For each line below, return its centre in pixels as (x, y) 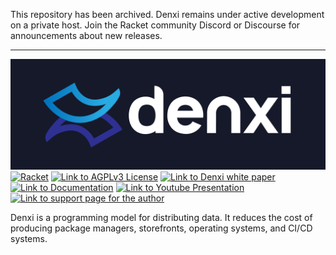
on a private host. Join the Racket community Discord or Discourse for (155, 25)
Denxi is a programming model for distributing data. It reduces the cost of (161, 218)
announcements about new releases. (86, 35)
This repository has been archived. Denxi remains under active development (167, 14)
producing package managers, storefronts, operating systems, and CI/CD (161, 228)
